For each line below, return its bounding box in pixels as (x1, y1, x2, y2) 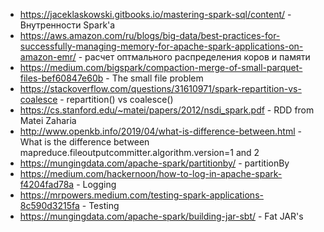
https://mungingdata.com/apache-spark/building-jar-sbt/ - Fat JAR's (19, 210, 304, 222)
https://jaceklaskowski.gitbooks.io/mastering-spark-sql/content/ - (19, 9, 292, 20)
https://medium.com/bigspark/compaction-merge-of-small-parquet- (19, 62, 303, 73)
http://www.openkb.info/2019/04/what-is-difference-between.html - (19, 125, 302, 137)
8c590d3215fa (19, 200, 80, 211)
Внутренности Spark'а (19, 19, 116, 31)
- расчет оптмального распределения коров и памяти (78, 51, 311, 63)
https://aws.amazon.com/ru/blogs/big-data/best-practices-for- (19, 30, 281, 41)
